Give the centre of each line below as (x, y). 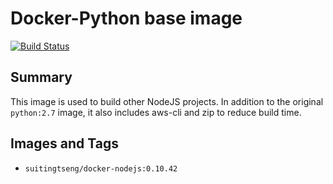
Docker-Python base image (126, 18)
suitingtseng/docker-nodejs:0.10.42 (101, 168)
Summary (41, 77)
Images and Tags (64, 143)
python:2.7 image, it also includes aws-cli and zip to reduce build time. (156, 112)
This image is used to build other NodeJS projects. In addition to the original (167, 101)
